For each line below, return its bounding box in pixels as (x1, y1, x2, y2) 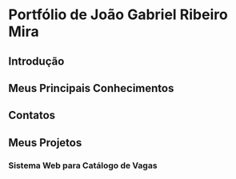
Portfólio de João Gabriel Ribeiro (8, 6, 228, 24)
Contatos (8, 109, 56, 122)
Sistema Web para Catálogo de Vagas (8, 160, 158, 171)
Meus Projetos (8, 136, 82, 149)
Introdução (8, 54, 65, 68)
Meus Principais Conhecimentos (8, 82, 174, 95)
